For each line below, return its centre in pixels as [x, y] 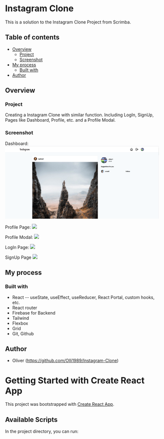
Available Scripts [31, 420]
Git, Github [23, 334]
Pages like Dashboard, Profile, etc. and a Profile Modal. [61, 120]
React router [25, 308]
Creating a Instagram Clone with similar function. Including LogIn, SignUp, [79, 115]
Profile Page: [18, 227]
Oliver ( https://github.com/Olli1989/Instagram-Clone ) [65, 361]
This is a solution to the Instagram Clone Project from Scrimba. [68, 22]
